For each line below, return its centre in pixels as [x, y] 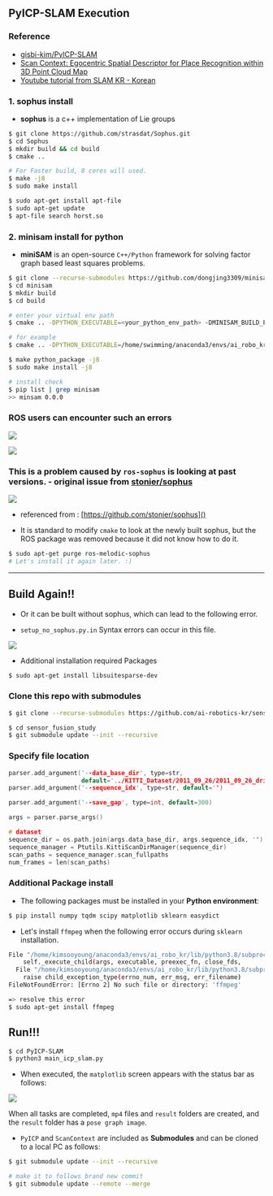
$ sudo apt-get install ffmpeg [61, 1007]
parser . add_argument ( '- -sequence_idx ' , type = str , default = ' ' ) [116, 788]
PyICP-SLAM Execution [69, 13]
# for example [32, 338]
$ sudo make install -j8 [50, 367]
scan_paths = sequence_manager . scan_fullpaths [89, 855]
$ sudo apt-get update [47, 208]
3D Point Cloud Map [54, 71]
